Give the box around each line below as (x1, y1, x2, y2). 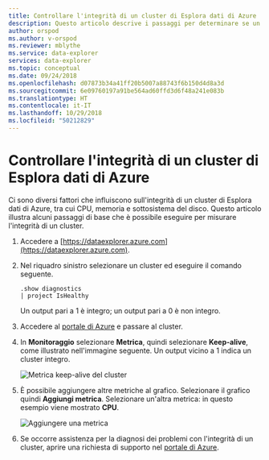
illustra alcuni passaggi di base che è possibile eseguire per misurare (8, 212, 237, 222)
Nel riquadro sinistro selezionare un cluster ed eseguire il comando (19, 260, 243, 270)
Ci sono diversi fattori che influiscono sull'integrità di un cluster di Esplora (8, 195, 252, 205)
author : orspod (8, 27, 59, 35)
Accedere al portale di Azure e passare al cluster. (19, 321, 183, 331)
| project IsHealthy (19, 292, 89, 300)
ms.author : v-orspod (8, 34, 78, 43)
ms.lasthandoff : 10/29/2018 (8, 110, 103, 118)
